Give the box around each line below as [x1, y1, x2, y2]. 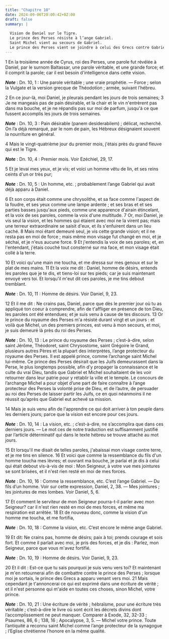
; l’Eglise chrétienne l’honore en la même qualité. [5, 628, 106, 634]
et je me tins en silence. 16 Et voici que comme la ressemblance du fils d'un [5, 452, 162, 458]
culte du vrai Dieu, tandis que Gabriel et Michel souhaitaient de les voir [5, 369, 152, 375]
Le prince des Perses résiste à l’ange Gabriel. [10, 36, 114, 41]
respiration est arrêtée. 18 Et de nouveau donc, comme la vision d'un [5, 509, 147, 515]
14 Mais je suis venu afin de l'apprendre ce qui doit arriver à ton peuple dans [5, 406, 164, 412]
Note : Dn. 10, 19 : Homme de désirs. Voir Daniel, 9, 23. [5, 555, 119, 561]
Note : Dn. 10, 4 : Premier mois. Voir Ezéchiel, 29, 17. [5, 156, 113, 162]
